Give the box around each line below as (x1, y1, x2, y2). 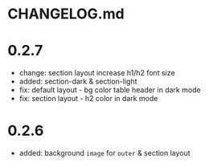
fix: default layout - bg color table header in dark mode (18, 85, 202, 95)
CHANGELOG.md (7, 5, 125, 23)
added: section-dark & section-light (18, 77, 137, 87)
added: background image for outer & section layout (18, 148, 191, 158)
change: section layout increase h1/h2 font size (18, 68, 175, 78)
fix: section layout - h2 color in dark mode (18, 94, 158, 103)
